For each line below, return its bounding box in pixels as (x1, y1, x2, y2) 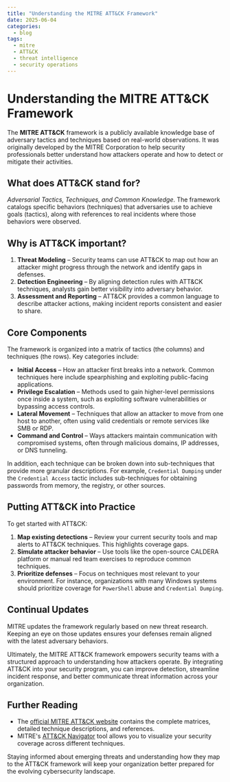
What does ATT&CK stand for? (7, 177, 141, 189)
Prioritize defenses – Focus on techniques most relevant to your (16, 569, 200, 578)
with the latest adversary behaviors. (7, 637, 108, 645)
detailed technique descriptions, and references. (16, 725, 155, 733)
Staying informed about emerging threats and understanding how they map (7, 752, 220, 761)
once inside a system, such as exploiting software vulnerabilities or (16, 395, 207, 403)
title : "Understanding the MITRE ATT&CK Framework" (7, 10, 158, 17)
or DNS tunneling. (16, 446, 68, 454)
